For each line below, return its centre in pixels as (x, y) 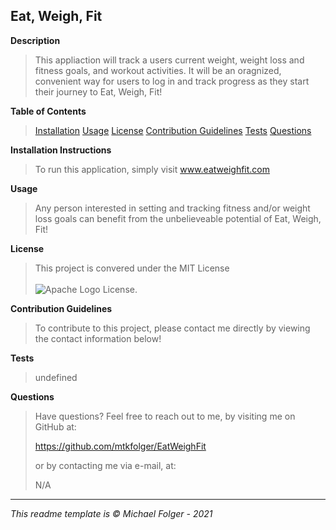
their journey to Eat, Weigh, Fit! (98, 91)
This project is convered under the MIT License (132, 268)
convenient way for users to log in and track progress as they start (172, 81)
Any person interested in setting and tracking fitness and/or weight (172, 208)
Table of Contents (48, 111)
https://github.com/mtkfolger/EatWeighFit (120, 446)
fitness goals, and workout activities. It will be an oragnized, (158, 70)
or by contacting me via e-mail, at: (105, 465)
